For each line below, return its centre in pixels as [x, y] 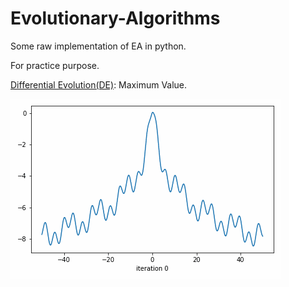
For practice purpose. [55, 65]
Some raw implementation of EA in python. [98, 46]
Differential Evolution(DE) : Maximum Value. [99, 84]
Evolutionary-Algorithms [115, 18]
